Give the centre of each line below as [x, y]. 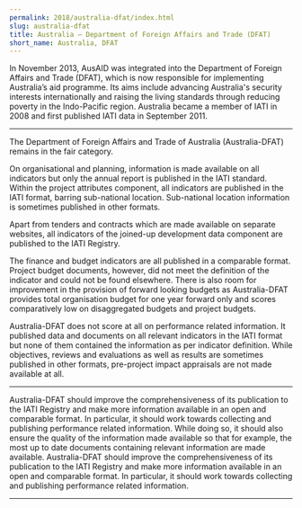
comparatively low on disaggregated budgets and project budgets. [133, 309]
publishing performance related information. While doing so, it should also [147, 429]
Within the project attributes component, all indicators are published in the [147, 188]
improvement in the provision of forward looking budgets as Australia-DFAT [149, 290]
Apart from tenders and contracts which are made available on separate [142, 225]
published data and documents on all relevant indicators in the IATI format [146, 336]
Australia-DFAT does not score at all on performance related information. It [147, 326]
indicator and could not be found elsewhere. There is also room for [133, 281]
